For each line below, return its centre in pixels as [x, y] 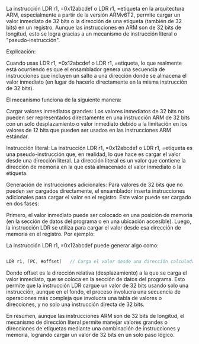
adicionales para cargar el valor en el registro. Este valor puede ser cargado [99, 197]
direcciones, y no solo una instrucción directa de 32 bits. [76, 304]
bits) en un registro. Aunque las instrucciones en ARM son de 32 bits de [94, 27]
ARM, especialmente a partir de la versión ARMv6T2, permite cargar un [93, 15]
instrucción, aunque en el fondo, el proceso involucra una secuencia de [93, 292]
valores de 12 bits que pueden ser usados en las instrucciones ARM [89, 130]
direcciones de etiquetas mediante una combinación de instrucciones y [93, 328]
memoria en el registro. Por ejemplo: [50, 234]
